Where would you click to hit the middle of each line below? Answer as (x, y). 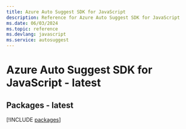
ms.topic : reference (32, 29)
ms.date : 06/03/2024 (32, 23)
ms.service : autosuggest (38, 40)
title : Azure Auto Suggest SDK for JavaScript (66, 12)
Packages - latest (40, 105)
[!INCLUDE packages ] (34, 120)
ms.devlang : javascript (36, 35)
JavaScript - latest (54, 83)
